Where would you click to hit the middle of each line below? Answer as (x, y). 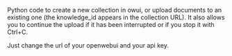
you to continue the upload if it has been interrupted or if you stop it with (111, 25)
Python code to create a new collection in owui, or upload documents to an (115, 10)
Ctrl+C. (18, 32)
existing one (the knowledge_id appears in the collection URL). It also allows (116, 17)
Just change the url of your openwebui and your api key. (88, 45)
